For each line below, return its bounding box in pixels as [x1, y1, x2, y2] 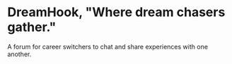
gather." [7, 19, 57, 35]
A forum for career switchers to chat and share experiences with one [7, 42, 209, 51]
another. [7, 50, 32, 58]
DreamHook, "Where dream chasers [7, 4, 226, 20]
